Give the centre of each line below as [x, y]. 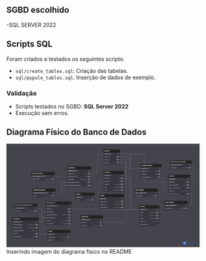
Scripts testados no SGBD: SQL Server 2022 [72, 106]
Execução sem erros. [42, 113]
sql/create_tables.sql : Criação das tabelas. [72, 70]
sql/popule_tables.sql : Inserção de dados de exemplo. [86, 77]
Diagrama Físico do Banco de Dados [77, 132]
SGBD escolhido [38, 10]
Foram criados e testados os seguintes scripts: [65, 59]
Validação [21, 93]
